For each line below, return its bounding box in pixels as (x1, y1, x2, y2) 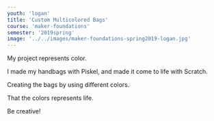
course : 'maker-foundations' (7, 23, 90, 29)
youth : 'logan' (7, 10, 51, 17)
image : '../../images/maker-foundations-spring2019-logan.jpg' (7, 36, 191, 42)
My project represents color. (7, 54, 87, 62)
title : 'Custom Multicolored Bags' (7, 16, 109, 23)
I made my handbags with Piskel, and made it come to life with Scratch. (7, 68, 209, 76)
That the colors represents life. (7, 94, 94, 103)
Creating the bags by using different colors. (7, 81, 130, 89)
